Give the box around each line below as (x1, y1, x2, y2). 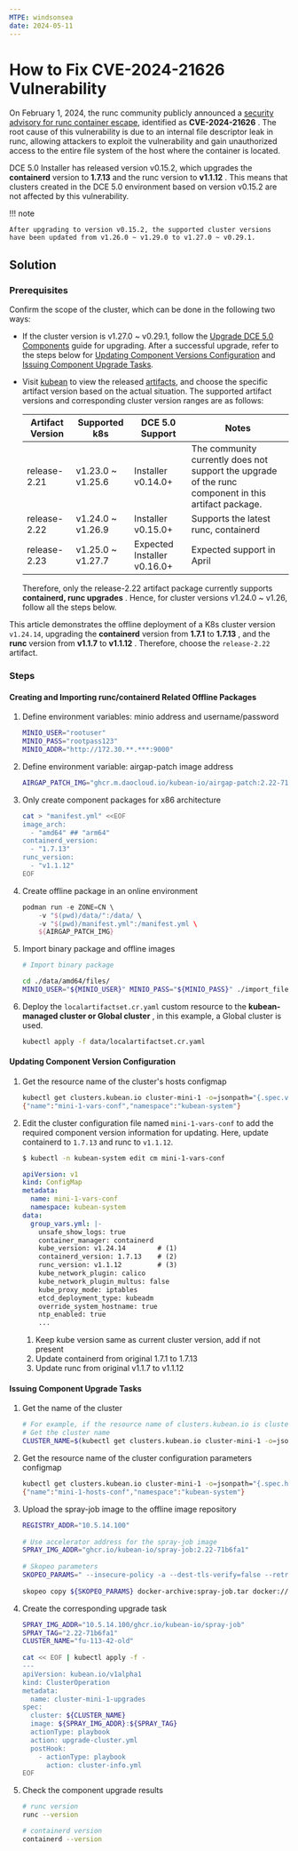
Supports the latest (191, 513, 271, 525)
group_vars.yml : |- (30, 1219, 102, 1228)
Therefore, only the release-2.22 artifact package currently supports (21, 583, 273, 594)
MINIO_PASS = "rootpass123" (21, 737, 118, 746)
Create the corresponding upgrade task (21, 1603, 168, 1614)
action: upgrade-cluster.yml (30, 1735, 138, 1744)
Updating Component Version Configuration (9, 1057, 176, 1067)
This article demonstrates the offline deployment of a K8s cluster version (9, 619, 276, 630)
